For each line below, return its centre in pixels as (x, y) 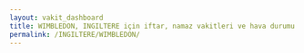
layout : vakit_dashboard (56, 18)
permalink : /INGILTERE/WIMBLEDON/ (75, 34)
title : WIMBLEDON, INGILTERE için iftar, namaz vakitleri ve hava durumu (152, 26)
